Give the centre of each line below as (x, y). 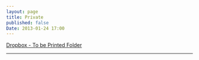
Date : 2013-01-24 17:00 (36, 28)
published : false (28, 23)
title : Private (25, 17)
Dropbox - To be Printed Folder (44, 45)
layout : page (22, 12)
